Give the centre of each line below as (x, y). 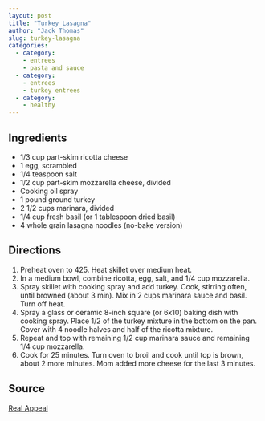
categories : (28, 46)
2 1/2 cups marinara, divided (67, 208)
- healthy (39, 105)
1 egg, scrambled (49, 165)
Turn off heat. (43, 304)
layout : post (30, 16)
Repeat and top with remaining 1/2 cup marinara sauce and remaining (135, 338)
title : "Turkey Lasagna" (50, 23)
